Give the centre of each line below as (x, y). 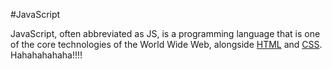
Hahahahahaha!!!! (46, 55)
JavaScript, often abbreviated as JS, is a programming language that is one (165, 33)
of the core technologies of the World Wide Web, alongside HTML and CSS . (166, 44)
